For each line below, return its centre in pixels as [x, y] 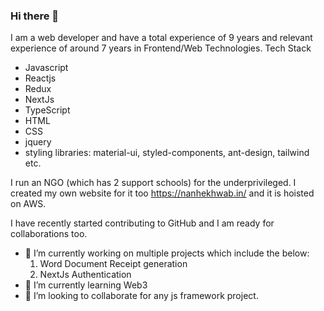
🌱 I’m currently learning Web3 [86, 285]
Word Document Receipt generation [113, 264]
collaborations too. [49, 234]
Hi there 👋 [35, 16]
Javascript [46, 68]
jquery [38, 142]
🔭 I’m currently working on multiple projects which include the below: [167, 253]
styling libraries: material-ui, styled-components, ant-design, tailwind [167, 153]
